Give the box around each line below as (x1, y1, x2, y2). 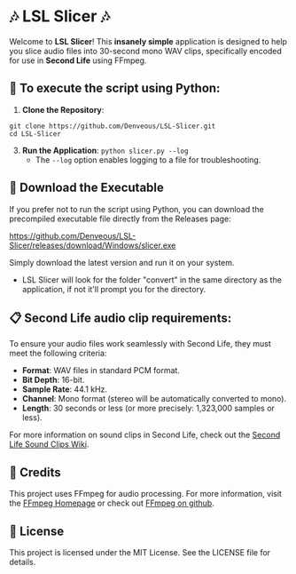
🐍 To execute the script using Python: (9, 81, 221, 96)
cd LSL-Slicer (9, 129, 62, 139)
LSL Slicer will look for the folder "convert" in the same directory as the (21, 274, 282, 285)
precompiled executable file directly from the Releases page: (9, 213, 232, 224)
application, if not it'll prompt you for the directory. (21, 283, 206, 294)
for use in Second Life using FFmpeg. (9, 55, 147, 66)
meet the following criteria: (9, 348, 107, 359)
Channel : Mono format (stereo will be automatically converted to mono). (21, 394, 286, 404)
